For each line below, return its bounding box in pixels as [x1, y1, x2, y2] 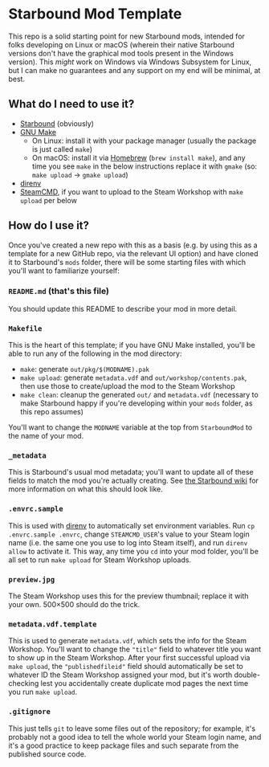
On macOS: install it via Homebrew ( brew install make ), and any [31, 153, 247, 162]
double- [234, 670, 261, 679]
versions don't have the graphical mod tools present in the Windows [8, 48, 234, 58]
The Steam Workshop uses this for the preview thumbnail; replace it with [8, 591, 249, 601]
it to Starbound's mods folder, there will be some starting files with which [8, 257, 247, 267]
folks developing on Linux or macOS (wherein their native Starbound [8, 39, 235, 49]
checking [8, 679, 39, 688]
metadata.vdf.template [8, 619, 97, 629]
